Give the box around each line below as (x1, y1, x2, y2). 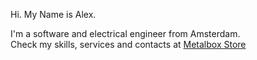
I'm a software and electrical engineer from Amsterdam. (10, 28, 241, 39)
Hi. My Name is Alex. (10, 9, 97, 20)
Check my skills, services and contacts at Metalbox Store (10, 39, 247, 50)
